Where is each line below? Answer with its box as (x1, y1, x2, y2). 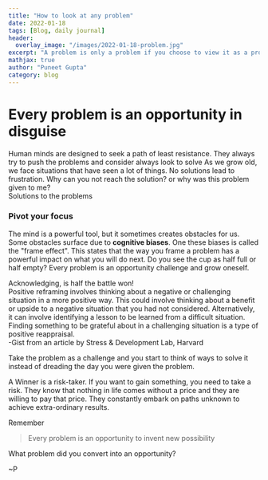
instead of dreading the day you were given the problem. (8, 361, 195, 371)
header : (8, 33, 34, 42)
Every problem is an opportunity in (8, 105, 242, 124)
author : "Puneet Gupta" (8, 64, 88, 72)
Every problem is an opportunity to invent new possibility (27, 433, 215, 443)
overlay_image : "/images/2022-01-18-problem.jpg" (15, 41, 183, 49)
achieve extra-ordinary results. (8, 402, 110, 411)
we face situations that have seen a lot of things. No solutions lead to (8, 165, 235, 175)
